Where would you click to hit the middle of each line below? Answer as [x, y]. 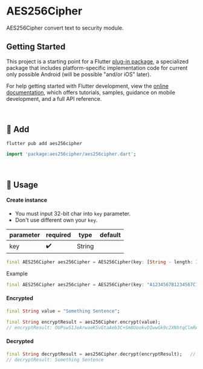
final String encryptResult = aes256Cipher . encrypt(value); [84, 322]
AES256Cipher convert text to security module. [65, 28]
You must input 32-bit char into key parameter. [73, 213]
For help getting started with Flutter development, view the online [88, 86]
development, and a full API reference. [54, 98]
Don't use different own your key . [56, 220]
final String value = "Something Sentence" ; [63, 311]
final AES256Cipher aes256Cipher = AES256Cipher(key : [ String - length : [100, 262]
